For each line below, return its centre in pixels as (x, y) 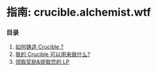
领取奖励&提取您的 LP (42, 62)
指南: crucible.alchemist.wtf (78, 12)
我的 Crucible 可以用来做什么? (53, 54)
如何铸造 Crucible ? (39, 47)
